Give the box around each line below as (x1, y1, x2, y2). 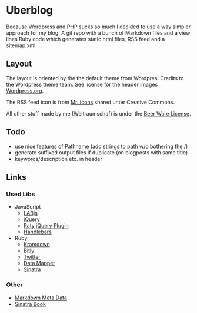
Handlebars (23, 228, 52, 236)
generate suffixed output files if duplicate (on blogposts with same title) (14, 149, 188, 156)
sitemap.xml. (6, 42, 37, 49)
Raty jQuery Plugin (23, 222, 69, 229)
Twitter (23, 253, 41, 261)
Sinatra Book (14, 300, 46, 307)
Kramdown (23, 241, 50, 248)
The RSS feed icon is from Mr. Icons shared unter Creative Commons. (6, 98, 175, 106)
